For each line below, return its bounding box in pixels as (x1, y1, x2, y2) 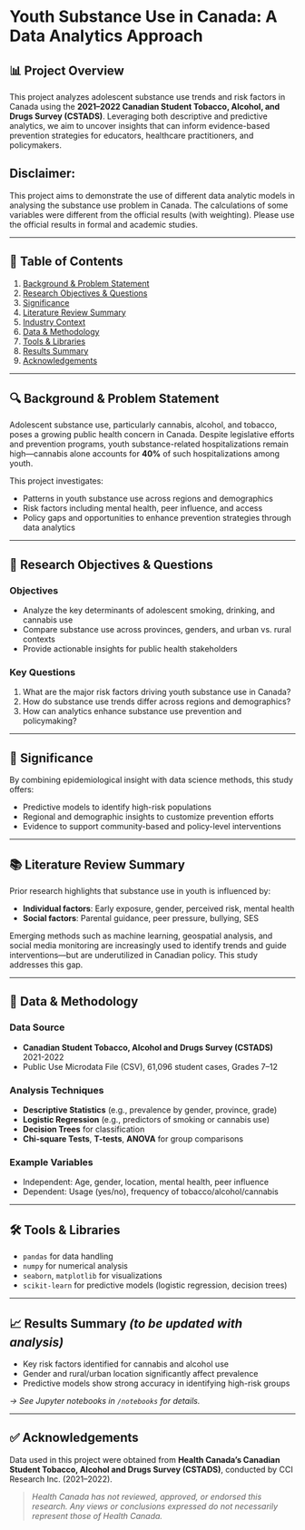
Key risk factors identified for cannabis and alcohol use (22, 1358, 230, 1369)
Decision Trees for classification (22, 1123, 145, 1135)
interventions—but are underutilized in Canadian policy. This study (9, 950, 259, 961)
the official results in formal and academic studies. (9, 219, 198, 230)
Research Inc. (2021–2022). (9, 1473, 113, 1485)
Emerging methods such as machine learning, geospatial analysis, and (9, 930, 273, 941)
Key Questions (9, 666, 75, 679)
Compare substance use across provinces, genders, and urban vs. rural (22, 624, 292, 635)
